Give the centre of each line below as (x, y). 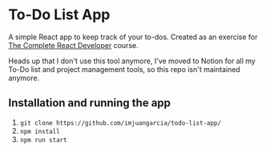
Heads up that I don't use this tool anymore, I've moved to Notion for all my (132, 61)
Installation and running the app (89, 103)
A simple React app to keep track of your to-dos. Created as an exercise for (133, 37)
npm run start (43, 140)
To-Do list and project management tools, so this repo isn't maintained (124, 69)
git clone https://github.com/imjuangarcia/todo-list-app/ (121, 123)
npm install (40, 131)
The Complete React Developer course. (73, 45)
